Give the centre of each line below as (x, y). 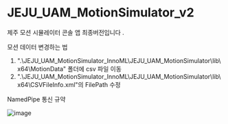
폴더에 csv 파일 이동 (95, 69)
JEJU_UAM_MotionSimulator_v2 (101, 13)
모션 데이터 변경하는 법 (37, 47)
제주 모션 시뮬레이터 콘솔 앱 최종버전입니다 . (66, 32)
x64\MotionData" (42, 69)
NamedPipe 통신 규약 (36, 99)
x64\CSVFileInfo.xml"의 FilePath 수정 (69, 84)
